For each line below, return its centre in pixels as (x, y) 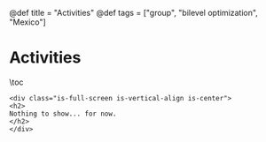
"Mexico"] (27, 22)
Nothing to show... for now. (63, 114)
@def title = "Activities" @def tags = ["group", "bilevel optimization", (134, 13)
